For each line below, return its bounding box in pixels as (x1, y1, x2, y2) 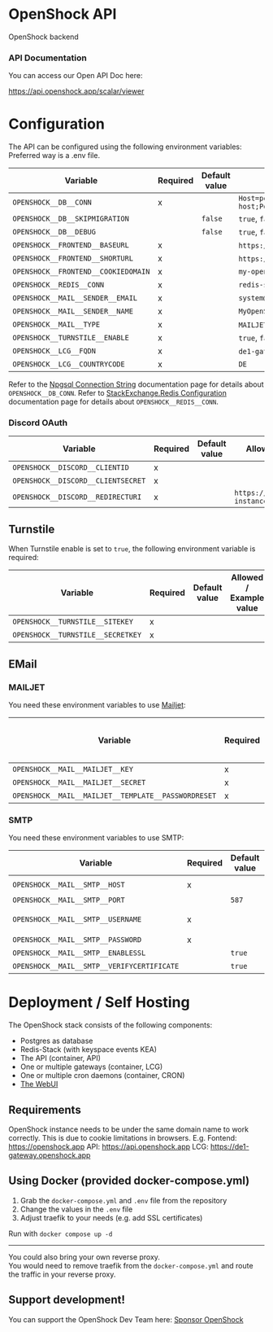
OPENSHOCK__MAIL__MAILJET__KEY (12, 765, 134, 773)
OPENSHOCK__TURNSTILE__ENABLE (12, 333, 130, 343)
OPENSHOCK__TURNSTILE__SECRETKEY (12, 630, 142, 640)
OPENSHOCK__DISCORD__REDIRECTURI (12, 493, 142, 502)
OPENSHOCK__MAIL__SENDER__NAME (12, 307, 134, 316)
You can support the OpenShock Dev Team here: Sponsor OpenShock (8, 1314, 244, 1324)
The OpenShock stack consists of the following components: (8, 1020, 213, 1030)
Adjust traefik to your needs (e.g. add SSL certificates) (19, 1212, 203, 1222)
